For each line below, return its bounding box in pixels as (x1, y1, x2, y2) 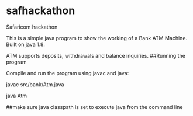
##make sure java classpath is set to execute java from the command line (6, 103, 183, 110)
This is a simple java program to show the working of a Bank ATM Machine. (6, 34, 188, 41)
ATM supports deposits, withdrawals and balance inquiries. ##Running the (6, 52, 186, 59)
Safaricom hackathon (6, 23, 58, 30)
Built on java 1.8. (6, 41, 45, 48)
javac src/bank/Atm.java (6, 80, 64, 88)
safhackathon (6, 4, 75, 17)
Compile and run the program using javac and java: (6, 69, 129, 76)
